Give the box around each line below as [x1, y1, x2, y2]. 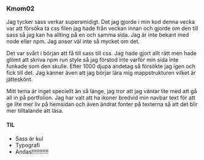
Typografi [15, 141, 40, 148]
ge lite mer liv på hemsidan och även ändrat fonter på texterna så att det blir [6, 101, 198, 108]
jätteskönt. [6, 75, 33, 83]
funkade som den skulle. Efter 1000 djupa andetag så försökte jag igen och [6, 63, 196, 70]
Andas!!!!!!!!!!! [15, 148, 49, 155]
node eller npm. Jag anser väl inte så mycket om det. [6, 38, 140, 45]
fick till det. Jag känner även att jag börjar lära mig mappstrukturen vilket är [6, 69, 196, 77]
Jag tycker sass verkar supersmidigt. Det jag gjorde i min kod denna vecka [6, 18, 195, 26]
